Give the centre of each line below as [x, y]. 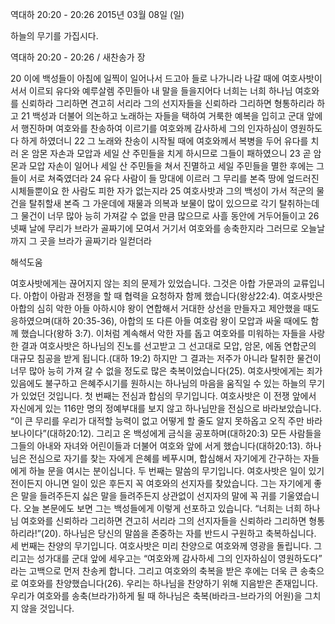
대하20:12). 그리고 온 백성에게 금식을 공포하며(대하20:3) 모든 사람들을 [185, 433]
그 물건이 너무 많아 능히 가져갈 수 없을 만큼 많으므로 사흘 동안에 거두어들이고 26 [165, 216]
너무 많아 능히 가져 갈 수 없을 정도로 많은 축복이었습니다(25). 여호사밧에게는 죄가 [166, 371]
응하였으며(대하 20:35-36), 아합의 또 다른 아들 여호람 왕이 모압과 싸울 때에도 [159, 321]
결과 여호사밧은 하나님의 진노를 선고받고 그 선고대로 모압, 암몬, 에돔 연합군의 [168, 346]
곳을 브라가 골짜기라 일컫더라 [95, 241]
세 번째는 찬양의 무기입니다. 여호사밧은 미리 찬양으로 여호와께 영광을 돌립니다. [161, 546]
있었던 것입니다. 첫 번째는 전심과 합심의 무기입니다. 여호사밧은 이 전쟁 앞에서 [168, 396]
